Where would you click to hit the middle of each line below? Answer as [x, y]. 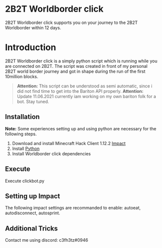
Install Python [26, 148]
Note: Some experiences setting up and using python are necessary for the [81, 128]
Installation [22, 117]
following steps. [21, 134]
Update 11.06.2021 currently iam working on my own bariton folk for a [87, 96]
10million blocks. [22, 76]
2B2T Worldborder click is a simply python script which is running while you [81, 61]
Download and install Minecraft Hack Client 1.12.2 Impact [69, 143]
